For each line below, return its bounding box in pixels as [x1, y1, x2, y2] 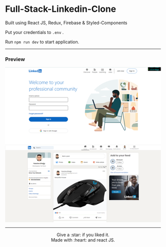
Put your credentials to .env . [5, 29, 64, 35]
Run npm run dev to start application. [5, 38, 80, 45]
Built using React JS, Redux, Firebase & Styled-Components [5, 20, 127, 26]
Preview [5, 56, 25, 63]
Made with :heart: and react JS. [51, 237, 115, 243]
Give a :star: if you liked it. [56, 232, 110, 238]
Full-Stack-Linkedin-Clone [5, 3, 116, 15]
